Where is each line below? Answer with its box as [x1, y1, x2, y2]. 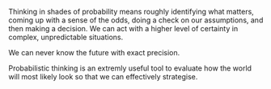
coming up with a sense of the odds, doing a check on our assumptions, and [8, 15, 264, 25]
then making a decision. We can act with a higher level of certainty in [8, 24, 239, 33]
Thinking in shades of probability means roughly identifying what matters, [8, 7, 255, 16]
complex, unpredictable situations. [8, 32, 124, 42]
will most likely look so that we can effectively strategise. [8, 72, 198, 81]
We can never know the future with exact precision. [8, 48, 180, 57]
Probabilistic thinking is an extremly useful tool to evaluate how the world [8, 63, 252, 73]
